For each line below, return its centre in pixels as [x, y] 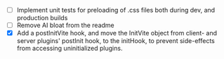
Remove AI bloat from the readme [66, 25]
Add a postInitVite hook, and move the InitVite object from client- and [117, 33]
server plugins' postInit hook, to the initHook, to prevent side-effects [116, 41]
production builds [42, 18]
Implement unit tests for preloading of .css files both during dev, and [116, 10]
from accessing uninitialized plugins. [70, 49]
